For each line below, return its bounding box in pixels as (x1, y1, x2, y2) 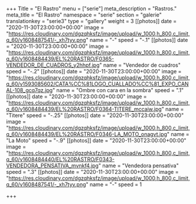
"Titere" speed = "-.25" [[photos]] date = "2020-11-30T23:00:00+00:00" (6, 112, 184, 119)
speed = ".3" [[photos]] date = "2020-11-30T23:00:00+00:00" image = (6, 169, 179, 175)
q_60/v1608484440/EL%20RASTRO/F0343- (6, 156, 115, 163)
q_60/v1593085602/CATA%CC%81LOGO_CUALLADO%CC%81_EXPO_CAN (6, 80, 189, 88)
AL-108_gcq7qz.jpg (6, 87, 53, 93)
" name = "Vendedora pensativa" (98, 162, 179, 169)
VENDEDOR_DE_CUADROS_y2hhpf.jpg (6, 61, 100, 69)
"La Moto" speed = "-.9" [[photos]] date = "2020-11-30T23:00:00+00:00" (6, 137, 187, 144)
